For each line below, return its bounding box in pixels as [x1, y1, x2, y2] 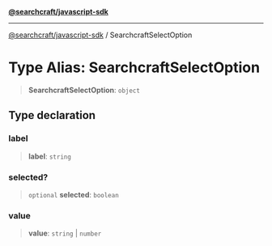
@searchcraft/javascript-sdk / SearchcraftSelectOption [8, 30, 193, 40]
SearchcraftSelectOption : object [28, 85, 140, 95]
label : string [28, 151, 71, 161]
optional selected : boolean [28, 189, 119, 199]
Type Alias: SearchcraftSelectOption [8, 58, 261, 77]
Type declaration [8, 108, 96, 122]
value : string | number [28, 228, 102, 238]
